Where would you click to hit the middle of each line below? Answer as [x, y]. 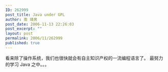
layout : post [19, 33]
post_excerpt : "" [24, 29]
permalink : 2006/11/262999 [34, 39]
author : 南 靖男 [21, 19]
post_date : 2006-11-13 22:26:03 [40, 24]
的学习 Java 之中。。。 [27, 64]
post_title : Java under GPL [35, 15]
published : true [22, 43]
